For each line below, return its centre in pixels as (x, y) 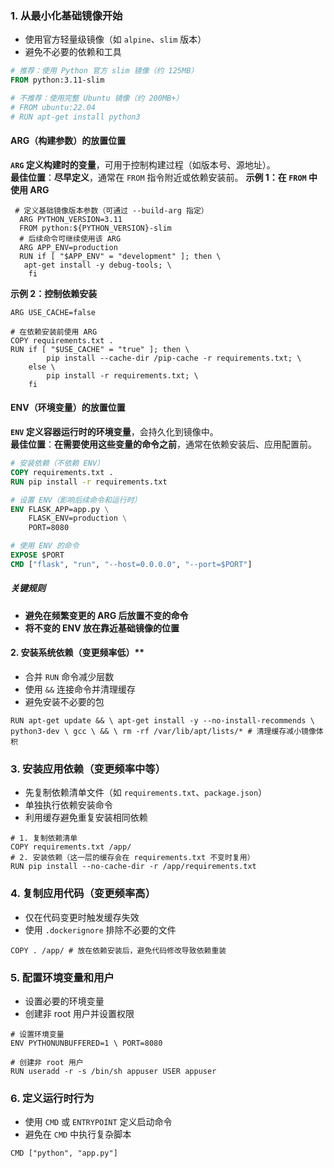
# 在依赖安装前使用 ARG (54, 332)
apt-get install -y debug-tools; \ (97, 265)
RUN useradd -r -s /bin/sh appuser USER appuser (113, 1071)
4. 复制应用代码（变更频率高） (83, 894)
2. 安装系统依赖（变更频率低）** (77, 653)
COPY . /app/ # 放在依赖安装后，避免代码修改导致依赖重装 (118, 950)
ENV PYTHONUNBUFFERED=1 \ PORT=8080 (86, 1043)
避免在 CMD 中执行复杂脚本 (78, 1134)
